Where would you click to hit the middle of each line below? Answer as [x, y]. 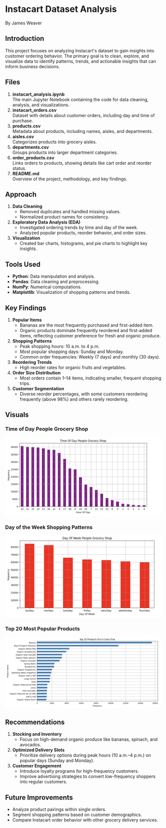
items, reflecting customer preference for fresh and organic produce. [90, 336]
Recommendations [35, 722]
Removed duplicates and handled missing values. [70, 212]
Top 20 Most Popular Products [43, 628]
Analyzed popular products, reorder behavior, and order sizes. [83, 233]
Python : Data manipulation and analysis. [54, 276]
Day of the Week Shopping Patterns [49, 527]
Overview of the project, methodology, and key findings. [70, 179]
